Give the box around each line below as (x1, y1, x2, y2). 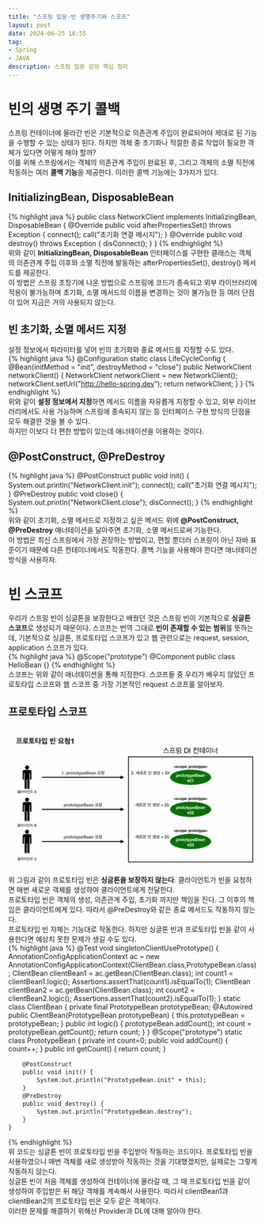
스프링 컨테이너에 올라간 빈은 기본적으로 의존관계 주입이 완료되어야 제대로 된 (8, 127, 243, 138)
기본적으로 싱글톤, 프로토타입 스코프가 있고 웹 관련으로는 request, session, (18, 633, 250, 643)
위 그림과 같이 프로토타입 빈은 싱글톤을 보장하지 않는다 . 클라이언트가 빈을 (8, 875, 232, 885)
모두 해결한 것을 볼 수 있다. (8, 417, 91, 426)
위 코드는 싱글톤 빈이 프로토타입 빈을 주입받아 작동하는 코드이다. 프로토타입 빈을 (8, 1147, 253, 1157)
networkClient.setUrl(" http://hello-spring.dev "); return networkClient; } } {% (8, 379, 256, 389)
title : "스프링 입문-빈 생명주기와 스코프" (8, 13, 131, 21)
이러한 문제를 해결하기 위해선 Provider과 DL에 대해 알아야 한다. (8, 1206, 203, 1216)
